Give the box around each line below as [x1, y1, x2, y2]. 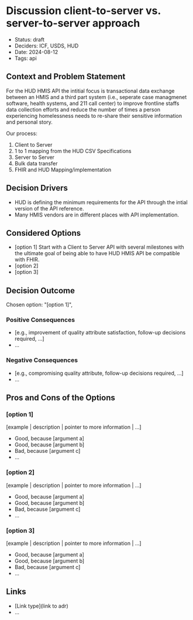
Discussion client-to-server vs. [6, 4, 161, 18]
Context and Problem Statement [6, 72, 126, 82]
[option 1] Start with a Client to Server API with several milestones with [14, 243, 184, 250]
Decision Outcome [6, 286, 75, 296]
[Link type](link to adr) [14, 602, 68, 609]
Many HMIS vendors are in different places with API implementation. [14, 211, 180, 218]
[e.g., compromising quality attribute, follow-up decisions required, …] [14, 370, 184, 377]
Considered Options [6, 228, 81, 238]
